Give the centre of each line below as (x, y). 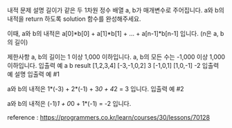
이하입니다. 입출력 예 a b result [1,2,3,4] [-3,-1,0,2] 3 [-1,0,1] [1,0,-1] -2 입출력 (113, 65)
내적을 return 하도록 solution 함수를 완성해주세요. (74, 19)
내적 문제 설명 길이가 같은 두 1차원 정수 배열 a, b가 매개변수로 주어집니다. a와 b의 (116, 10)
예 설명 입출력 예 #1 (34, 74)
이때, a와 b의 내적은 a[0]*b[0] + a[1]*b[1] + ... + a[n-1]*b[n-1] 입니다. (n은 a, (113, 34)
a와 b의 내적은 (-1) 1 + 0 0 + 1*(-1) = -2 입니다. (69, 103)
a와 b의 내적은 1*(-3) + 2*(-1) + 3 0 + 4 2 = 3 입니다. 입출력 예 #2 (96, 89)
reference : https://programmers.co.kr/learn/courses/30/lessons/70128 (108, 117)
